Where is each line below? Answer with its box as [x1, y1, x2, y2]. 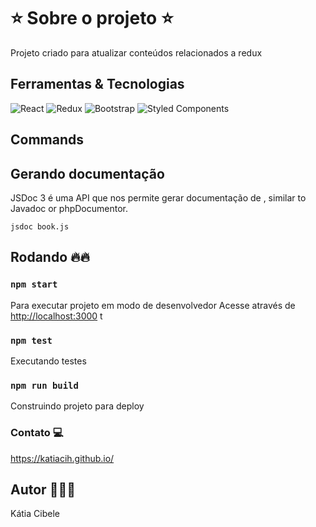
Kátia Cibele [10, 508, 60, 520]
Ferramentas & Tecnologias [10, 76, 185, 93]
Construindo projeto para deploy [10, 400, 145, 412]
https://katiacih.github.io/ [10, 452, 115, 464]
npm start [10, 279, 58, 290]
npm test [10, 335, 53, 346]
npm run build [10, 380, 79, 391]
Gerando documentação [10, 165, 165, 182]
